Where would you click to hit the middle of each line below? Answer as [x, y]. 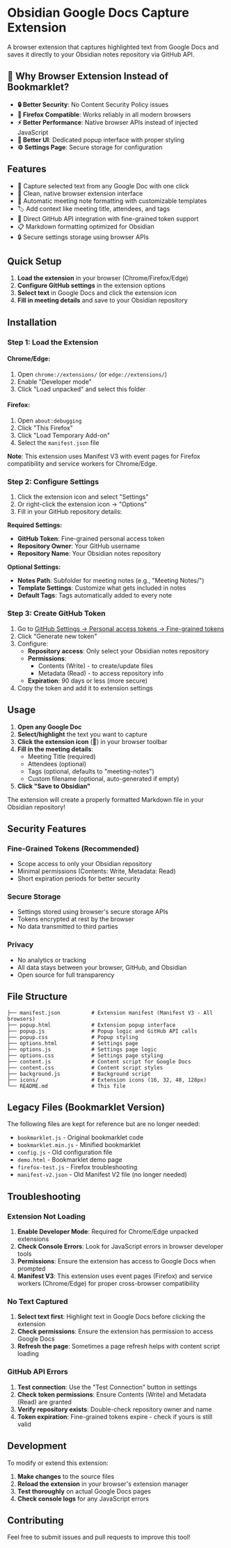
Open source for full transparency [66, 975]
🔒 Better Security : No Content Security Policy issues [93, 104]
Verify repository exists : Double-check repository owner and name [114, 1409]
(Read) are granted [44, 1402]
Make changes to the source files [66, 1476]
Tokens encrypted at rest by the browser [75, 919]
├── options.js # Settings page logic [82, 1049]
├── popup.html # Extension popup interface [91, 1025]
